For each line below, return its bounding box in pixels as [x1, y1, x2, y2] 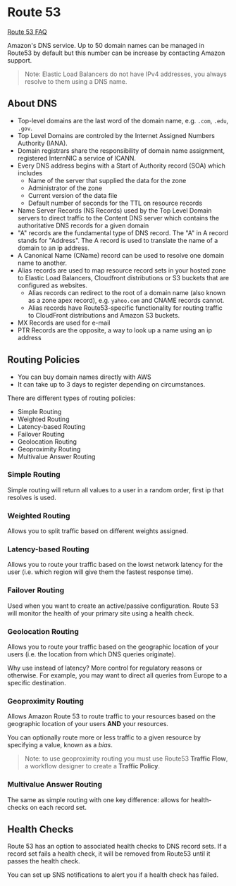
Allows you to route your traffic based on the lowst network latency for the [7, 561, 223, 569]
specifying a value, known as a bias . [7, 741, 113, 749]
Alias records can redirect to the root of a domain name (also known [27, 288, 226, 297]
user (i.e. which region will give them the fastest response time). [7, 568, 194, 576]
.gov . [17, 124, 33, 132]
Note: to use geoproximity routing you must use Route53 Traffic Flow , [24, 754, 228, 763]
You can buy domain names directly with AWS [17, 373, 151, 381]
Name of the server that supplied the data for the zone [27, 176, 187, 185]
